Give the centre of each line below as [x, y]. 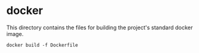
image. [15, 34]
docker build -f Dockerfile [42, 45]
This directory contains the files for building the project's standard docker [100, 27]
